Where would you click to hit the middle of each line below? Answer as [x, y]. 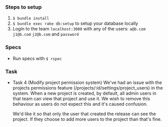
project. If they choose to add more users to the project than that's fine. [87, 119]
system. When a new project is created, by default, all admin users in [85, 93]
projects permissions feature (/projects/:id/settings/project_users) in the [88, 88]
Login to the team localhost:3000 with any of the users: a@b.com [79, 29]
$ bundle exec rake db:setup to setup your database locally [75, 23]
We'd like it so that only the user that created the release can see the [84, 114]
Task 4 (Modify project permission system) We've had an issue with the [87, 82]
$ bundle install [31, 19]
